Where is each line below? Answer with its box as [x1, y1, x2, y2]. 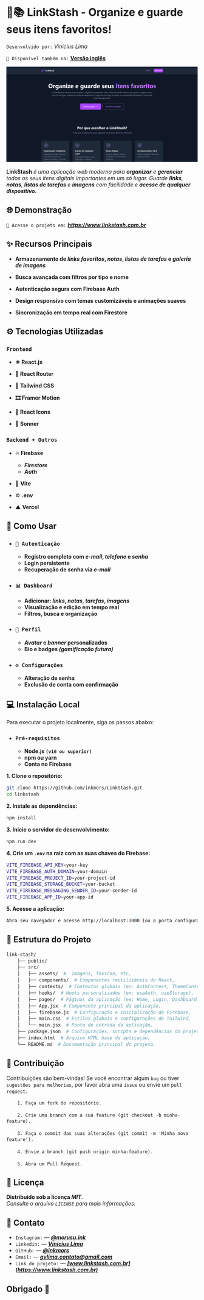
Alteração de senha [24, 674, 75, 682]
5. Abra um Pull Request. [17, 1160, 83, 1167]
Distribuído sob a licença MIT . [6, 1193, 83, 1201]
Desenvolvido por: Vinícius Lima [6, 43, 88, 50]
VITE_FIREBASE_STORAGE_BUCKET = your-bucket [6, 881, 115, 888]
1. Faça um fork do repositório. [17, 1100, 102, 1106]
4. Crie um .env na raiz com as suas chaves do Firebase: [6, 849, 151, 857]
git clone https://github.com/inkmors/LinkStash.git [6, 785, 143, 791]
